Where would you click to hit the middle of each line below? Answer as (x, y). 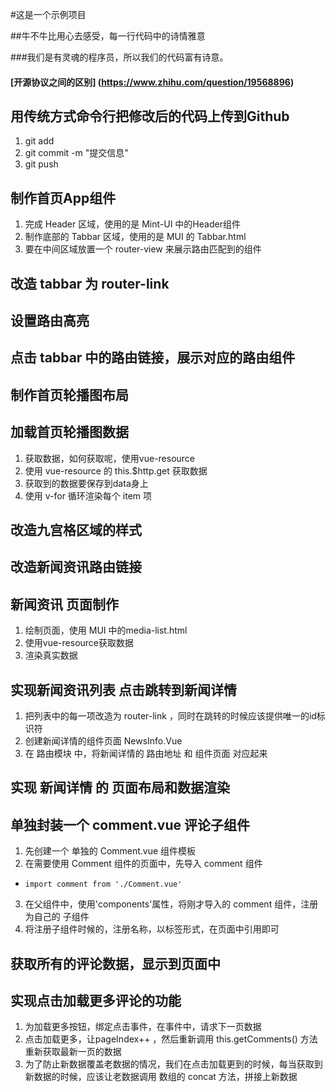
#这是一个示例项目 (48, 14)
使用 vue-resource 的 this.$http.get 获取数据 (116, 470)
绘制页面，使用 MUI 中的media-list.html (106, 630)
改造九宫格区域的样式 (76, 529)
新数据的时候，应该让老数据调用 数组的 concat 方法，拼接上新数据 (161, 1077)
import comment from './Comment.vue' (103, 884)
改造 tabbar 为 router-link (90, 283)
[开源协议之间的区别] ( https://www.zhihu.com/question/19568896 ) (152, 82)
